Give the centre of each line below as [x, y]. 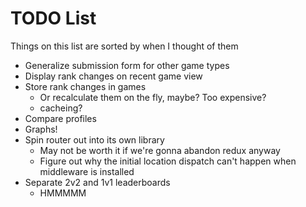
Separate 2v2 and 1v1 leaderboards [97, 182]
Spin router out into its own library [94, 139]
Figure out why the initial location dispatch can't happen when [168, 161]
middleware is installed [87, 171]
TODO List [53, 18]
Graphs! [41, 129]
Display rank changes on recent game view [113, 76]
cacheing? [61, 108]
